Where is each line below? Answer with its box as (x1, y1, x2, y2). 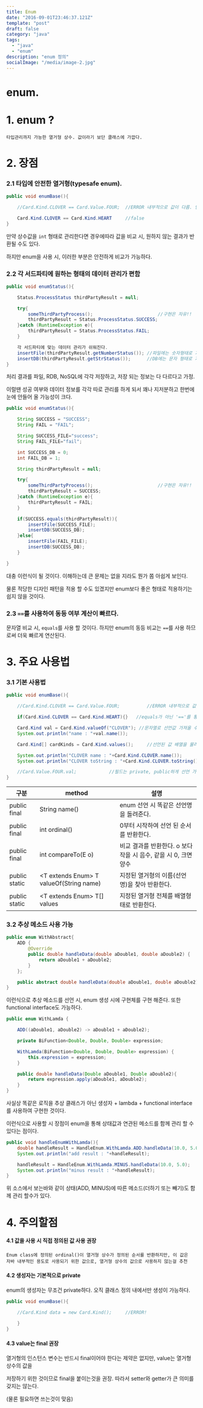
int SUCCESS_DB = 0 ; (17, 449, 69, 455)
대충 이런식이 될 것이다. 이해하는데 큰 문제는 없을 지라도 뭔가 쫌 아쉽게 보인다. (6, 572, 188, 579)
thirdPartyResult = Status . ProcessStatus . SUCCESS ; (28, 317, 158, 323)
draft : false (6, 25, 39, 32)
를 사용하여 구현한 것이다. (6, 1107, 66, 1114)
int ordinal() (39, 826, 72, 834)
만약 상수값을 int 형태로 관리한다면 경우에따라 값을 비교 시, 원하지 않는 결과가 (6, 232, 188, 239)
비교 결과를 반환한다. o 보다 (120, 842, 193, 850)
